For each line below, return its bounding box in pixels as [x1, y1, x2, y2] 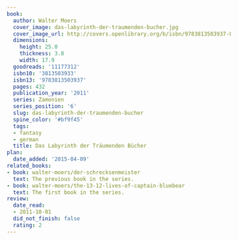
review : [6, 195, 30, 202]
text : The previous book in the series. [13, 175, 134, 182]
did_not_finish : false [13, 215, 80, 222]
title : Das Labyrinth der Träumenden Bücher [13, 143, 147, 150]
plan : [6, 149, 23, 156]
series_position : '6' [13, 103, 77, 110]
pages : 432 [13, 83, 45, 90]
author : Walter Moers [13, 17, 77, 24]
